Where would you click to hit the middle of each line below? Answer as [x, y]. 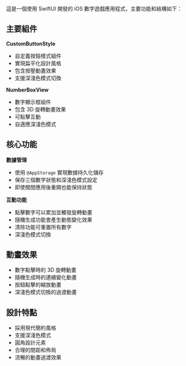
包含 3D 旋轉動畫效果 [40, 109]
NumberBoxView [27, 90]
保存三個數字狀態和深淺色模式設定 [56, 179]
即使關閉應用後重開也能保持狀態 [53, 187]
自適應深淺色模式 [35, 124]
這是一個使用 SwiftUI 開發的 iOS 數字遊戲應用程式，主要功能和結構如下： [94, 9]
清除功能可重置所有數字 [43, 227]
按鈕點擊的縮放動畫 [38, 285]
